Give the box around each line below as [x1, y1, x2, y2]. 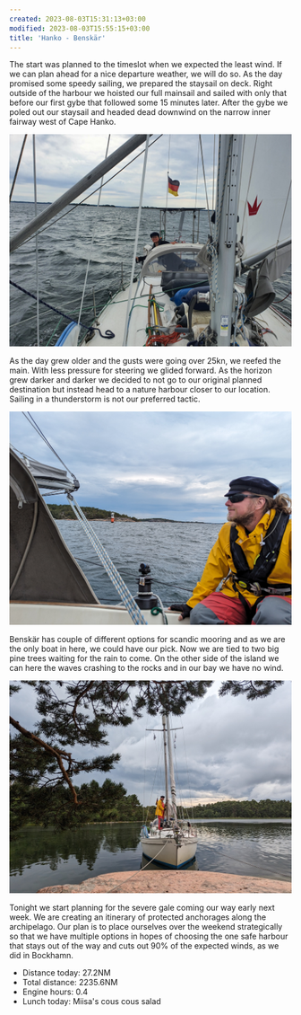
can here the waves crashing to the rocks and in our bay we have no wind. [9, 662, 284, 673]
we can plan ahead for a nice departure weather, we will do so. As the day [9, 68, 283, 80]
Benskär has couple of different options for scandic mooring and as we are [9, 633, 286, 644]
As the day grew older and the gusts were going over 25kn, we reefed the [9, 356, 281, 366]
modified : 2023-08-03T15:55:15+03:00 [9, 23, 150, 33]
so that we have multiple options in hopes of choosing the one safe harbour [9, 931, 288, 942]
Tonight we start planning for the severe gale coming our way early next [9, 903, 275, 913]
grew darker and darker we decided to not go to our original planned [9, 375, 262, 385]
